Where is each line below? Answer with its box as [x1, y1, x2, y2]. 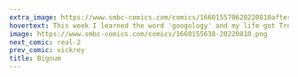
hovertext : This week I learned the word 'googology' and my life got [9, 21, 276, 30]
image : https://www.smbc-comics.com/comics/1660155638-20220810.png [9, 29, 268, 38]
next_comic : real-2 [9, 37, 82, 47]
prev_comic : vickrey [9, 46, 86, 55]
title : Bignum [9, 54, 62, 63]
